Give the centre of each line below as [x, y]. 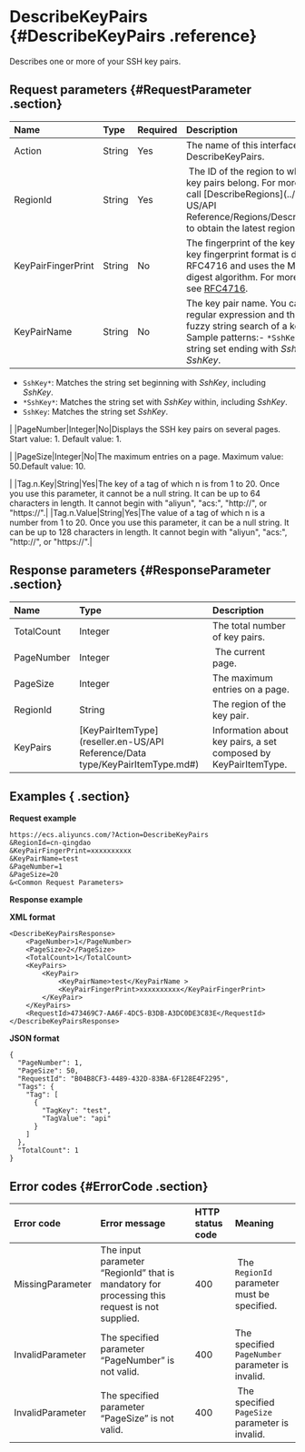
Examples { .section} [70, 797]
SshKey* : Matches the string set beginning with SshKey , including [144, 382]
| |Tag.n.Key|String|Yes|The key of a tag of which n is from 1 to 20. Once [144, 483]
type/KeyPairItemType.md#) [139, 764]
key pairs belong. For [231, 182]
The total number [249, 625]
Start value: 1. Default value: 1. [66, 439]
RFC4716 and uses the [236, 266]
